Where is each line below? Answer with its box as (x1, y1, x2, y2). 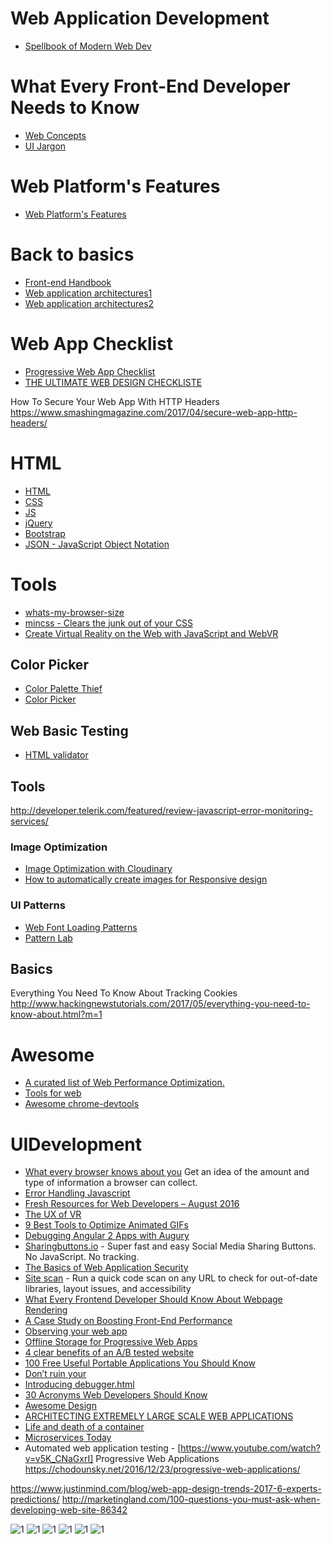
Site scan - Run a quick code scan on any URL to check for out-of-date (24, 1272, 318, 1284)
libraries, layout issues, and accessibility (24, 1283, 192, 1295)
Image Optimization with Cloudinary (24, 863, 173, 875)
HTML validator (24, 749, 89, 761)
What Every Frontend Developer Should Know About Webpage (24, 1293, 283, 1306)
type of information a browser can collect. (24, 1177, 198, 1189)
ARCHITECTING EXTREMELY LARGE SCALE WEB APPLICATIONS (24, 1410, 294, 1422)
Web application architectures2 (24, 297, 155, 309)
